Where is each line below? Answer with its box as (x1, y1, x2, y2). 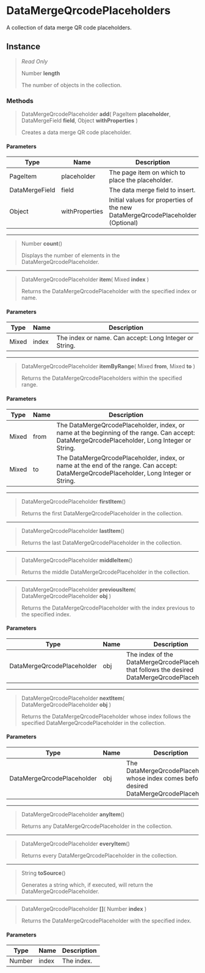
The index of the (126, 650, 173, 658)
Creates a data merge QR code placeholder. (21, 129, 132, 136)
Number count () (21, 240, 63, 248)
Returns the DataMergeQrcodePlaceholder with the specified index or (21, 288, 197, 295)
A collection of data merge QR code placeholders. (6, 24, 132, 31)
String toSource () (21, 869, 66, 877)
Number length (21, 69, 60, 77)
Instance (6, 41, 41, 52)
